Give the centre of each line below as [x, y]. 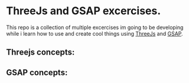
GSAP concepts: [37, 72]
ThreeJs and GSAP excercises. [84, 11]
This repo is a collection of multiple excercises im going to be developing [95, 27]
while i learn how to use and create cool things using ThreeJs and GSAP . [94, 33]
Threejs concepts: [40, 52]
